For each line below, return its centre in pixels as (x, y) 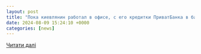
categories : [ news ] (31, 28)
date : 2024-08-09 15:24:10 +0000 (48, 23)
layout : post (22, 12)
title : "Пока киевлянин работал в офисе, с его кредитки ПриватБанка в (97, 17)
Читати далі (21, 45)
